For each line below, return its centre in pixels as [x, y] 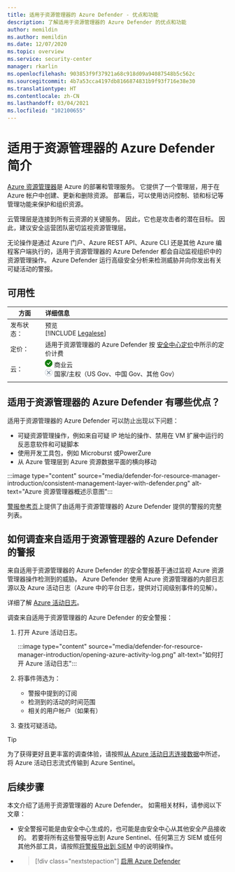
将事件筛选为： [39, 678]
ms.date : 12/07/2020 [37, 44]
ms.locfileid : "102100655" [47, 111]
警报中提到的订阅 [52, 694]
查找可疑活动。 [39, 726]
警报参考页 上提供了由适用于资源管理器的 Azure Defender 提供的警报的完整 [115, 506]
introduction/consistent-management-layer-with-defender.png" [99, 483]
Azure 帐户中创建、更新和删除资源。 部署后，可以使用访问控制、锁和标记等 [115, 195]
